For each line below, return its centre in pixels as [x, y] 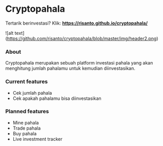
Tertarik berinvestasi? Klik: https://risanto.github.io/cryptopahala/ [76, 23]
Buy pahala [25, 133]
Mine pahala [26, 122]
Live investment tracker [37, 139]
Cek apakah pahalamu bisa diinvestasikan [57, 98]
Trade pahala [27, 128]
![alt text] [15, 33]
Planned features [27, 112]
